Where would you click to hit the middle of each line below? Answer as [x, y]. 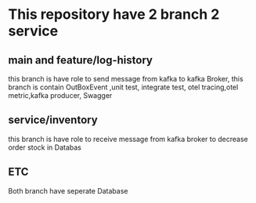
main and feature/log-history [80, 60]
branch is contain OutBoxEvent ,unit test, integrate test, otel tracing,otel [123, 87]
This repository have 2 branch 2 [114, 14]
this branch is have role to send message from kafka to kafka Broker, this [126, 79]
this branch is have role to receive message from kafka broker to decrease [128, 139]
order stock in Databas [45, 147]
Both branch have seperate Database [68, 190]
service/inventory [53, 120]
